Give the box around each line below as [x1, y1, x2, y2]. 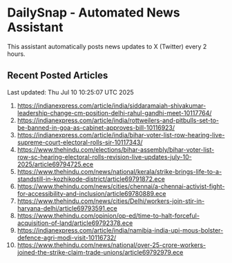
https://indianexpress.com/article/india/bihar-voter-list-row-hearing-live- [17, 130, 225, 139]
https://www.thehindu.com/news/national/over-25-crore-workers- [17, 240, 206, 249]
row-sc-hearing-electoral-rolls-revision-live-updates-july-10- [17, 153, 192, 161]
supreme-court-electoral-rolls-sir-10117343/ [17, 138, 143, 146]
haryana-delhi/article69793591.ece [17, 204, 117, 212]
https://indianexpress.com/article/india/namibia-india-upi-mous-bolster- [17, 226, 224, 234]
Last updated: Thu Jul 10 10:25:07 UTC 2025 [7, 88, 134, 96]
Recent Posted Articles [7, 70, 108, 81]
